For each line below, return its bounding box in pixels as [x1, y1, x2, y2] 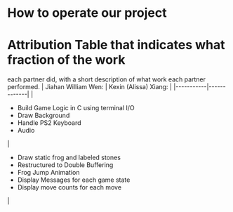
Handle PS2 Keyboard [17, 119, 82, 127]
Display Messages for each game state [17, 175, 131, 184]
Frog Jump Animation [17, 168, 80, 177]
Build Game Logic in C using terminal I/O [17, 104, 135, 112]
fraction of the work [7, 52, 126, 68]
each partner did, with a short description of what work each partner [7, 75, 206, 84]
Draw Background [17, 111, 70, 120]
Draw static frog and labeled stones [17, 153, 121, 162]
